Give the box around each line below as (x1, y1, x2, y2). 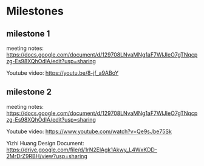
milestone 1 (6, 29, 50, 39)
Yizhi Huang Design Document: (6, 139, 85, 147)
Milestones (6, 4, 64, 18)
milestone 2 (6, 87, 52, 97)
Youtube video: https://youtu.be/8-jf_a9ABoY (6, 69, 119, 77)
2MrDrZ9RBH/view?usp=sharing (6, 152, 88, 159)
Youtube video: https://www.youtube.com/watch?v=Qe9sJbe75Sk (6, 128, 172, 135)
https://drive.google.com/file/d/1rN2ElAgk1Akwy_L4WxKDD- (6, 146, 158, 153)
